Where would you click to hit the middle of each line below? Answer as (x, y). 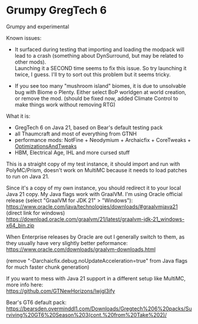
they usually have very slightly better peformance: (67, 243)
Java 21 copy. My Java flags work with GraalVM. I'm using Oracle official (94, 194)
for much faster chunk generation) (48, 267)
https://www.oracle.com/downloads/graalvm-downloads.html (81, 249)
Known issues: (24, 38)
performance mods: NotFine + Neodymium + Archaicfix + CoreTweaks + (103, 140)
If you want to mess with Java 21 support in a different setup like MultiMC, (96, 278)
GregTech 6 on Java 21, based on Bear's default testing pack (89, 127)
